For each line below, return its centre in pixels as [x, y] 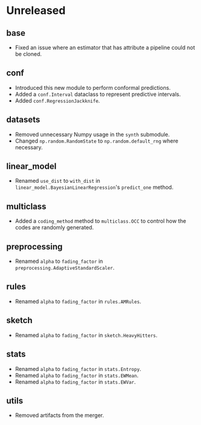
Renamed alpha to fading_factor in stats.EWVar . [75, 382]
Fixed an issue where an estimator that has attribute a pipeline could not [105, 47]
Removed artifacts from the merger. [59, 415]
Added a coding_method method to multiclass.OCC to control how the [100, 221]
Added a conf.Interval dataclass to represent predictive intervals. [98, 94]
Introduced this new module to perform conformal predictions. [93, 87]
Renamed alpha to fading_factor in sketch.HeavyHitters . [86, 335]
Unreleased [36, 11]
